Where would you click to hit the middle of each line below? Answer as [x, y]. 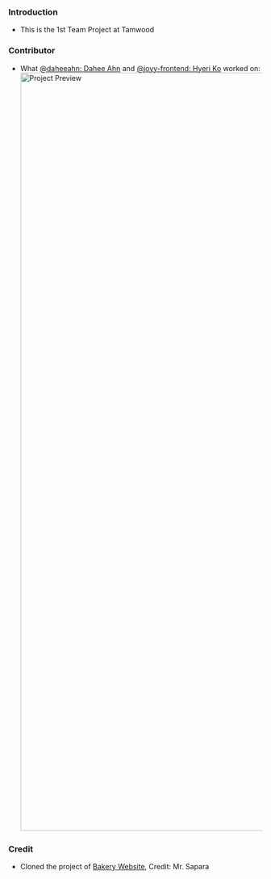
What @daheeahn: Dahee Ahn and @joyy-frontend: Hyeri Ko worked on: [140, 68]
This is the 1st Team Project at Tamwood [87, 30]
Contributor [32, 51]
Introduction [33, 12]
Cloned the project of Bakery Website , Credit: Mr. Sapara [115, 866]
